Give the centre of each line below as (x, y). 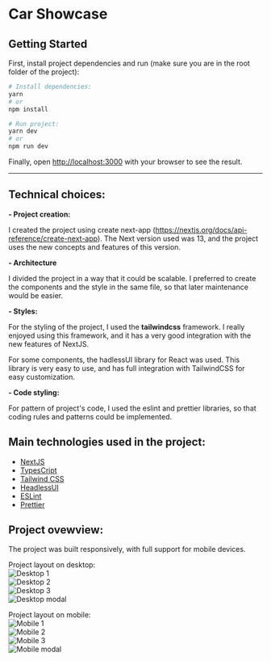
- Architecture (33, 263)
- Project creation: (40, 214)
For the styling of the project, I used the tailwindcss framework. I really (127, 326)
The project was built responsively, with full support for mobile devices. (127, 549)
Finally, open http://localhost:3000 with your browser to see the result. (125, 162)
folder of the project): (44, 72)
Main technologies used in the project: (107, 442)
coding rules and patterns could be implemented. (90, 416)
